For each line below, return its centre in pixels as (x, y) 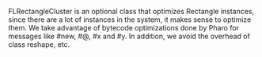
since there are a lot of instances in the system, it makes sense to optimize (130, 20)
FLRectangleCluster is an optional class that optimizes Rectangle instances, (131, 11)
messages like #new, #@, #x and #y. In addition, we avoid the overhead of (129, 36)
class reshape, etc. (39, 45)
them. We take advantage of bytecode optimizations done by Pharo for (124, 28)
